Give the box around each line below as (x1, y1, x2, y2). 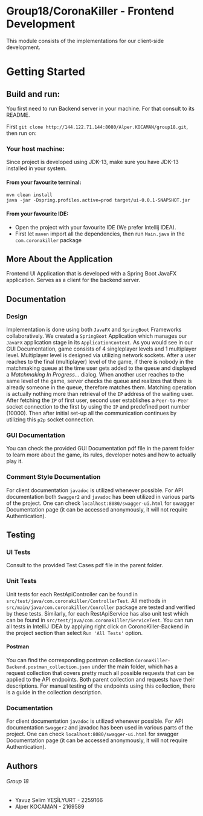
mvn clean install (6, 192, 53, 198)
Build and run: (6, 89, 60, 99)
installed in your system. (6, 165, 67, 172)
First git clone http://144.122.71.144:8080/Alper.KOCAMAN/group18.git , (6, 123, 188, 130)
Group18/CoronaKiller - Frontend (6, 4, 175, 18)
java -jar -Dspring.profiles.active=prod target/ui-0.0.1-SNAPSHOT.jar (6, 197, 190, 203)
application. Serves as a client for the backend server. (6, 277, 141, 284)
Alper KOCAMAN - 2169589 (14, 803, 85, 810)
